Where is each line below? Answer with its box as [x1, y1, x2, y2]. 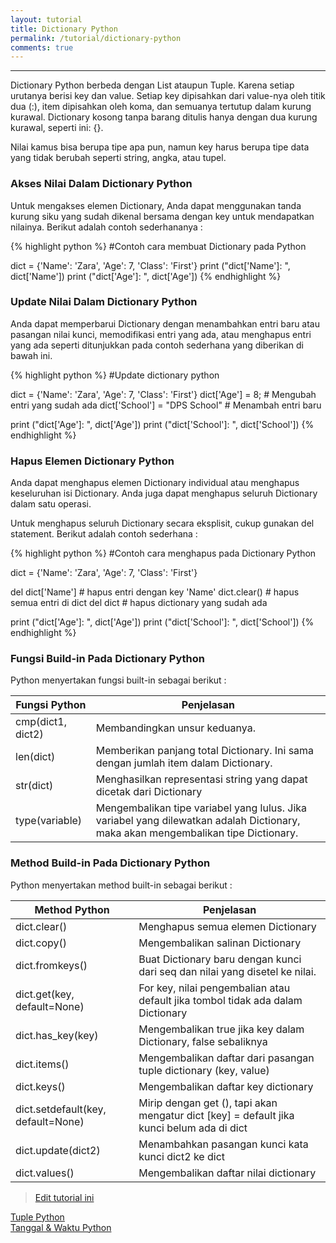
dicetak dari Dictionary [95, 785, 203, 799]
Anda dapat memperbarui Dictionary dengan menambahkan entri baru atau [10, 317, 321, 330]
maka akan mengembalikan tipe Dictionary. [95, 826, 299, 840]
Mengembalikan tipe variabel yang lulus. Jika [95, 801, 308, 815]
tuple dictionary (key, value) [138, 1063, 270, 1077]
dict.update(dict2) [15, 1143, 101, 1157]
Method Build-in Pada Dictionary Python [10, 856, 211, 870]
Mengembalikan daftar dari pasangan [138, 1051, 315, 1065]
